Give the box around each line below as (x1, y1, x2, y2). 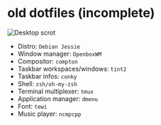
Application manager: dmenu (17, 94, 98, 103)
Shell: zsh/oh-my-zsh (17, 79, 78, 88)
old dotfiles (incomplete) (7, 5, 155, 21)
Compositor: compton (17, 56, 78, 65)
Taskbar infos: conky (17, 72, 77, 81)
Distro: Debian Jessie (17, 42, 80, 50)
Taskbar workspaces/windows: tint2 (17, 64, 127, 73)
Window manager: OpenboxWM (17, 49, 102, 58)
